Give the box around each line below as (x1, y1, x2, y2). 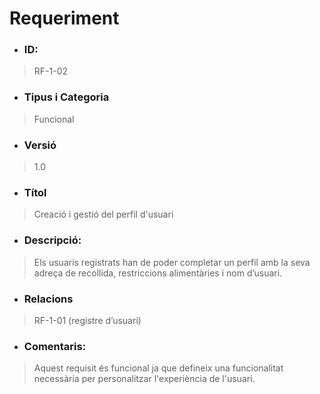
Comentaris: (23, 339, 87, 353)
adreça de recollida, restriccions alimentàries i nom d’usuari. (33, 267, 283, 279)
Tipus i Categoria (23, 90, 110, 104)
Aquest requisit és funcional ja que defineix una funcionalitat (33, 362, 284, 374)
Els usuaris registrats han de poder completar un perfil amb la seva (33, 256, 311, 268)
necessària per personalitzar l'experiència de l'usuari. (33, 373, 256, 385)
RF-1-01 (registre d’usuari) (33, 314, 142, 326)
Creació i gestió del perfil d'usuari (33, 208, 174, 221)
